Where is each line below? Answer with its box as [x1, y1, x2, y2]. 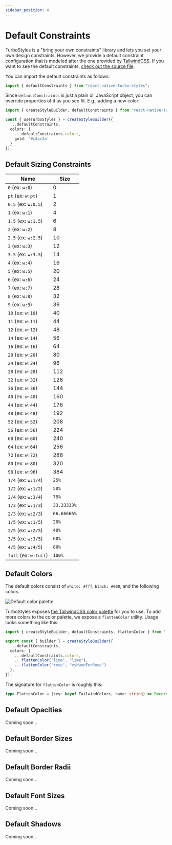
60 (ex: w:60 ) [8, 435, 38, 442]
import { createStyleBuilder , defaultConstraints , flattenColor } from [5, 629, 161, 635]
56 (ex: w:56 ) [8, 427, 38, 434]
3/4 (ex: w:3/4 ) [8, 494, 43, 501]
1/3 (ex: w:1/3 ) [8, 502, 43, 509]
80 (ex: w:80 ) [8, 460, 38, 467]
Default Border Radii [5, 763, 71, 771]
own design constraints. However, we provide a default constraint [5, 52, 144, 58]
